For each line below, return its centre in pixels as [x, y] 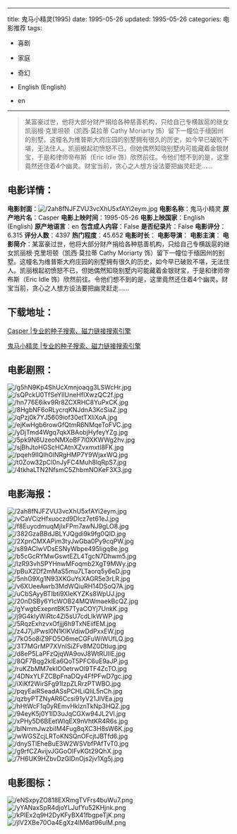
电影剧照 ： [31, 370]
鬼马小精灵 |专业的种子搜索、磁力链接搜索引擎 [74, 346]
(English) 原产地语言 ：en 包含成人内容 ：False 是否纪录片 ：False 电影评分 [114, 226]
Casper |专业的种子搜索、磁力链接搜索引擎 [69, 331]
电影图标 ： [31, 783]
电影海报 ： [31, 494]
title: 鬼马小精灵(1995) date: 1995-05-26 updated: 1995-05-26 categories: [115, 19]
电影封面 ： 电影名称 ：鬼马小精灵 [114, 208]
